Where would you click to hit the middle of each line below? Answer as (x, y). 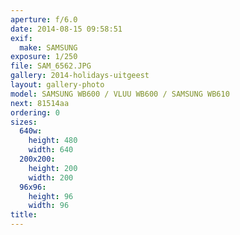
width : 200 (51, 177)
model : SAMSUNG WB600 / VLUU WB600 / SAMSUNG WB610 (120, 94)
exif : (21, 38)
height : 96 (51, 196)
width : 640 (51, 150)
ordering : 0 (35, 112)
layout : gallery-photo (57, 85)
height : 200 (53, 168)
